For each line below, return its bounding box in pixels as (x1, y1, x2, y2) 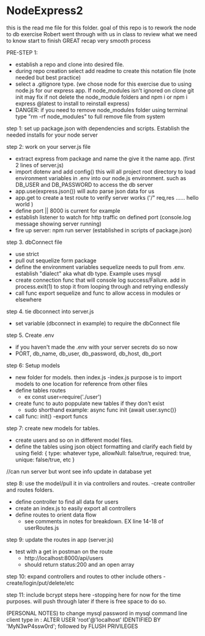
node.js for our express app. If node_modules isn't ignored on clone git (15, 86, 195, 94)
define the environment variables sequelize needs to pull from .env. (15, 263, 185, 270)
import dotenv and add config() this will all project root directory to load (15, 168, 196, 175)
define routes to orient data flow (15, 511, 97, 518)
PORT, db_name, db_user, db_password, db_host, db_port (15, 350, 162, 357)
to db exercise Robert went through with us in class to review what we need (6, 30, 198, 37)
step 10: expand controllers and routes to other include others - (6, 572, 166, 580)
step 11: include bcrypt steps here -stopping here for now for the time (6, 591, 181, 598)
